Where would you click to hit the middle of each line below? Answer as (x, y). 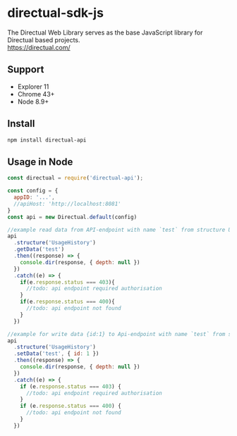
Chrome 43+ (36, 94)
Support (26, 69)
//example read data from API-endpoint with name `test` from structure (116, 230)
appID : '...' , (34, 197)
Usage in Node (40, 162)
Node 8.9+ (33, 101)
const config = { (33, 191)
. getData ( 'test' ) (39, 249)
